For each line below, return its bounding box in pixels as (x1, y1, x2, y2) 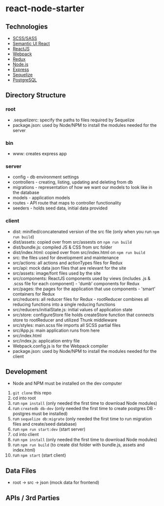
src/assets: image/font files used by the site (12, 270, 101, 276)
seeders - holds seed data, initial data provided (12, 205, 108, 211)
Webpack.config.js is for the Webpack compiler (12, 343, 108, 349)
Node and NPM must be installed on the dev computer (12, 380, 123, 387)
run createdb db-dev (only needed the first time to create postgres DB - (12, 406, 156, 412)
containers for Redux (12, 291, 55, 297)
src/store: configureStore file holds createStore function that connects (12, 312, 154, 318)
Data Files (5, 466, 37, 475)
